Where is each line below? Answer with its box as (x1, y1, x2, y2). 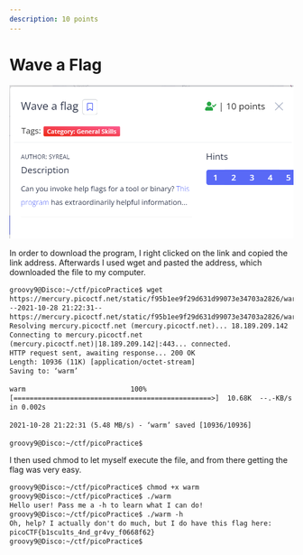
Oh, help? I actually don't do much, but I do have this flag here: (9, 519, 272, 528)
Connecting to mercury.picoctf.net (9, 330, 143, 340)
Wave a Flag (9, 54, 102, 75)
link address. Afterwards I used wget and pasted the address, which (9, 257, 262, 268)
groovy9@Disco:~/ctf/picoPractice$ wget (9, 285, 164, 295)
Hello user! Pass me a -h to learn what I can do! (9, 501, 204, 510)
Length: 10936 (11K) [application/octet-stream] (9, 357, 196, 367)
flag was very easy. (9, 465, 82, 476)
